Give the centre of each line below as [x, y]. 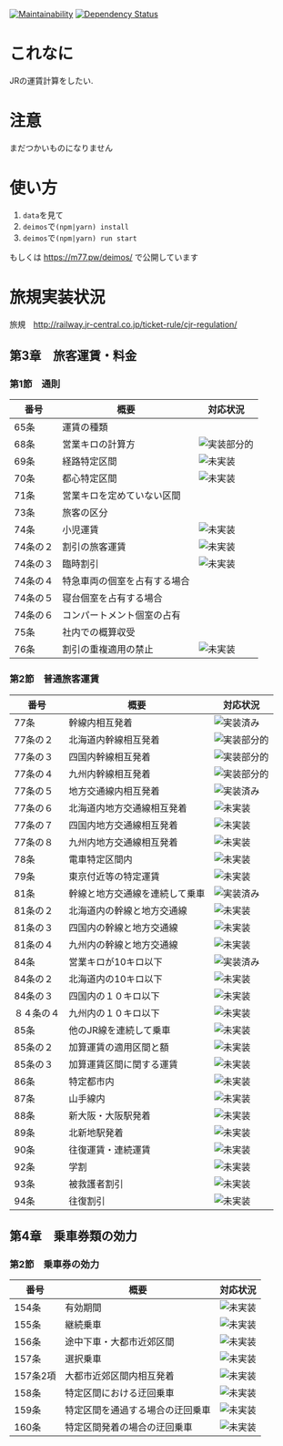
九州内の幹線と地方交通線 [124, 945]
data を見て [43, 215]
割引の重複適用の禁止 [108, 650]
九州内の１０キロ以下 [115, 1013]
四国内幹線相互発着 [110, 756]
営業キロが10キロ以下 [116, 961]
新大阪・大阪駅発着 [110, 1115]
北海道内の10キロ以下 [116, 979]
